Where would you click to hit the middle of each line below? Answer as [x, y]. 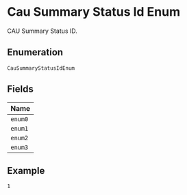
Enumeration [35, 52]
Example [26, 171]
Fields [21, 89]
